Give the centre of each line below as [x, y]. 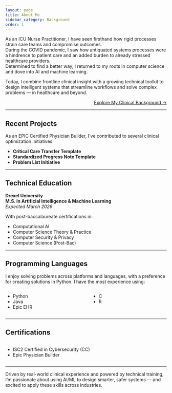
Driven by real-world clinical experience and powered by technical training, [84, 374]
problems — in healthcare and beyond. [46, 92]
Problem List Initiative [36, 162]
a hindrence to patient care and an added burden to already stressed [78, 55]
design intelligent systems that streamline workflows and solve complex [81, 87]
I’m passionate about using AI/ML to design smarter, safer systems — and [83, 379]
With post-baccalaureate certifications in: [49, 216]
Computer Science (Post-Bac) [44, 242]
